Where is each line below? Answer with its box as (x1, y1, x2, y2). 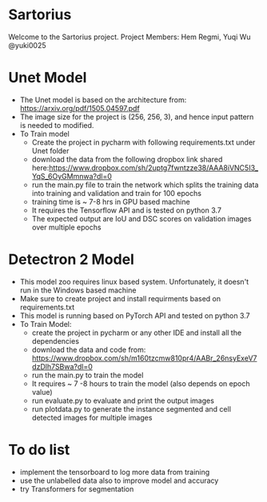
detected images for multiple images (31, 412, 153, 422)
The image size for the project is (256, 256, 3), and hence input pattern (19, 112, 254, 122)
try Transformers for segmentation (19, 484, 134, 493)
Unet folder (31, 145, 70, 155)
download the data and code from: (31, 345, 146, 354)
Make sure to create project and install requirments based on (19, 293, 221, 303)
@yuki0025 (8, 40, 46, 50)
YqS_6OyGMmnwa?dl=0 (31, 171, 112, 181)
